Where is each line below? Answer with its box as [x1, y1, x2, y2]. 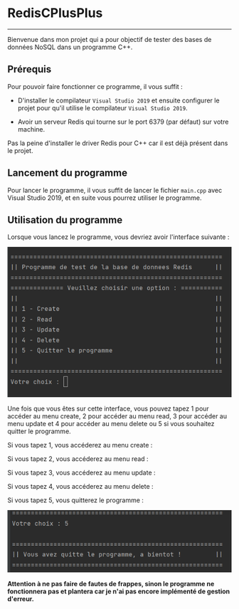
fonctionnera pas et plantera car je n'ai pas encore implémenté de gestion [7, 587, 230, 595]
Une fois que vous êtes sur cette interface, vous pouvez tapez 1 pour [7, 404, 210, 413]
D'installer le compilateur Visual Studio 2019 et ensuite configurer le [17, 96, 220, 105]
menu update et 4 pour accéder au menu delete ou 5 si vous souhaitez [7, 420, 215, 428]
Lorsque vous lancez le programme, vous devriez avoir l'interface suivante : [7, 233, 230, 241]
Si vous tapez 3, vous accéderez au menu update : [7, 468, 156, 477]
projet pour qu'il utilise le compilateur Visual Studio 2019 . [17, 103, 188, 112]
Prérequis [7, 63, 52, 75]
